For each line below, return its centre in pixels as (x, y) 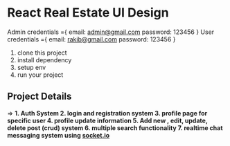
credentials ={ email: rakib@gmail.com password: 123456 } (91, 39)
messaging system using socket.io (59, 135)
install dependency (44, 60)
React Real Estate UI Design (88, 13)
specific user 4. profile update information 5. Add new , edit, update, (107, 120)
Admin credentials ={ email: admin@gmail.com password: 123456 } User (111, 32)
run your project (40, 75)
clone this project (42, 53)
